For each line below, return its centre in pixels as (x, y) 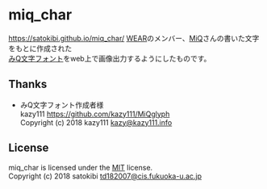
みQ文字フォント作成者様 (62, 105)
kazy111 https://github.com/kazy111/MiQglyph (95, 114)
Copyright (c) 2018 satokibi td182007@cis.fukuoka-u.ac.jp (105, 176)
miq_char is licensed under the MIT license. (81, 167)
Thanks (28, 84)
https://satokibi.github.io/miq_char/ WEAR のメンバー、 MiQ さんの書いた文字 (134, 38)
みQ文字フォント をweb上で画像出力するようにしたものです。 (110, 58)
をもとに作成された (40, 48)
